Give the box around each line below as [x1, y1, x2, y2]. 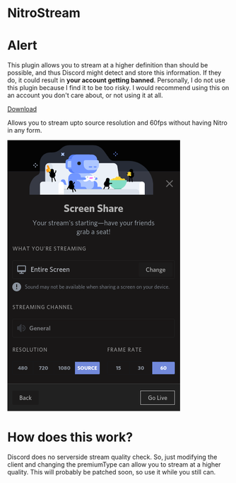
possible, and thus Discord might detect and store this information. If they [7, 69, 222, 77]
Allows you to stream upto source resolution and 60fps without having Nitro [7, 118, 228, 127]
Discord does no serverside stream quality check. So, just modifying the [7, 453, 218, 462]
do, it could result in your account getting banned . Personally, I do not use [7, 76, 226, 84]
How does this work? [7, 429, 133, 445]
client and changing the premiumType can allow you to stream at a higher [7, 460, 221, 469]
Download [7, 105, 37, 113]
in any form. [7, 126, 42, 135]
